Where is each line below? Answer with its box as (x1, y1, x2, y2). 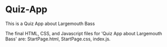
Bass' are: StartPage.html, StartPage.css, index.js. (5, 36, 111, 42)
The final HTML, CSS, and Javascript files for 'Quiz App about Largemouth (5, 30, 162, 36)
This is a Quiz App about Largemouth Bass (5, 20, 96, 27)
